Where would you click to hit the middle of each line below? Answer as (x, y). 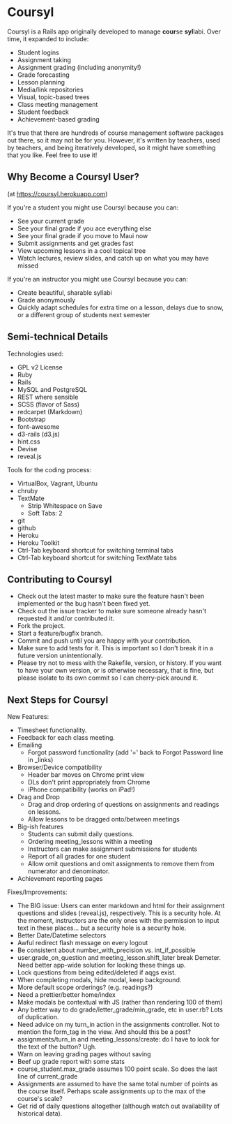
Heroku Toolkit (38, 543)
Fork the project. (41, 626)
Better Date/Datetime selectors (62, 935)
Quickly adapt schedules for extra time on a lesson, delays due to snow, (121, 307)
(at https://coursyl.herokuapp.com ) (57, 194)
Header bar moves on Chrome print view (86, 775)
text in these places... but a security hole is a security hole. (102, 928)
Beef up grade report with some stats (71, 1062)
